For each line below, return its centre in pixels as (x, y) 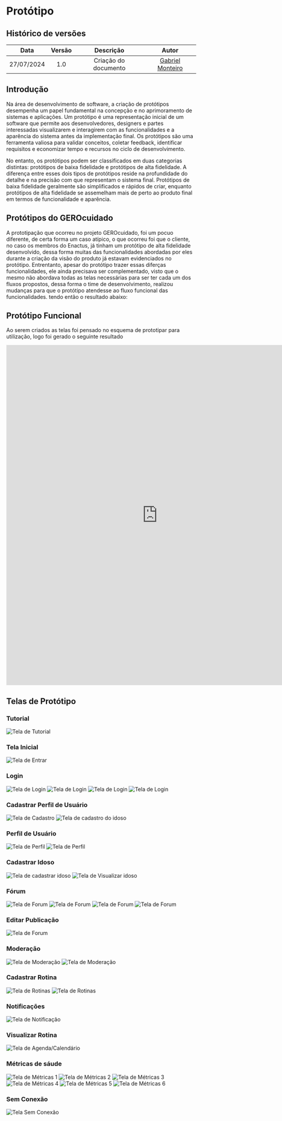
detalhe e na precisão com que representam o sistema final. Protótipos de (98, 180)
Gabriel (170, 60)
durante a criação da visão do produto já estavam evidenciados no (89, 258)
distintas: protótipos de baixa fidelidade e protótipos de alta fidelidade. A (96, 167)
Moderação (23, 949)
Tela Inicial (22, 747)
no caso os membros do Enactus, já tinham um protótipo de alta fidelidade (99, 245)
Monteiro (170, 68)
